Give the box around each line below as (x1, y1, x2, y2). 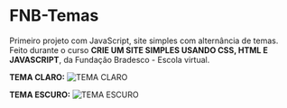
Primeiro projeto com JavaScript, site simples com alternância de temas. (9, 35, 279, 46)
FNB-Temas (9, 5, 99, 26)
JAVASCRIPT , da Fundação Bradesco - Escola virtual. (9, 54, 210, 65)
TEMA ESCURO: (9, 89, 70, 100)
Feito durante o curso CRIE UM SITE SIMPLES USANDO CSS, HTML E (9, 44, 269, 55)
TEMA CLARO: (9, 71, 66, 82)
